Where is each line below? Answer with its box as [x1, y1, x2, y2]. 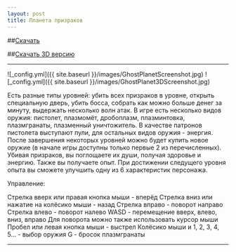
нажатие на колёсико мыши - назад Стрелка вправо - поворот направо [7, 200, 223, 208]
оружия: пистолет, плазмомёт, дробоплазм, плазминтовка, [7, 113, 185, 121]
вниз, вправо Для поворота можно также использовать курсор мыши [7, 215, 218, 223]
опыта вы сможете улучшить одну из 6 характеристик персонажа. [7, 166, 208, 174]
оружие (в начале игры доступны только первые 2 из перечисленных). [7, 143, 222, 152]
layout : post [7, 10, 46, 18]
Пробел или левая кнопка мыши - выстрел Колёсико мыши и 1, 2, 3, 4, [7, 223, 220, 231]
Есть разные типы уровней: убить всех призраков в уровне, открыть [7, 91, 215, 99]
